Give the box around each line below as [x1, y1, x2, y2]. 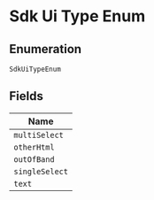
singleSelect [13, 166, 69, 176]
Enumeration [9, 42, 82, 57]
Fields [9, 88, 44, 104]
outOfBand [13, 154, 55, 165]
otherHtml [13, 142, 55, 152]
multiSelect [13, 130, 65, 140]
